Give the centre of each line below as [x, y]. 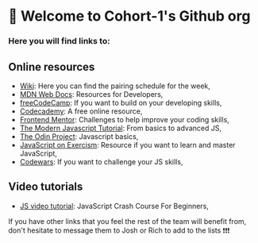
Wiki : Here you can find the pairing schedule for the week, [115, 86]
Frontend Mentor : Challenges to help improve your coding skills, [125, 119]
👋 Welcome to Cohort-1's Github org [129, 16]
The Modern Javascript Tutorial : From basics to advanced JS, [121, 128]
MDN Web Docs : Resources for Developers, [91, 94]
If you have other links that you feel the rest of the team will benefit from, [127, 221]
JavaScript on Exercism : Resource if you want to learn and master [127, 145]
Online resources [52, 67]
